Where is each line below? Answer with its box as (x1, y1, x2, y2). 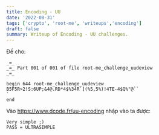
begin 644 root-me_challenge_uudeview (6, 81, 104, 87)
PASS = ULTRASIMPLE (6, 125, 56, 131)
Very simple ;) (6, 119, 45, 125)
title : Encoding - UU (6, 8, 61, 15)
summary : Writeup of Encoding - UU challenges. (6, 31, 129, 38)
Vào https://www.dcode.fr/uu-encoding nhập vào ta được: (6, 107, 151, 115)
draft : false (6, 25, 39, 32)
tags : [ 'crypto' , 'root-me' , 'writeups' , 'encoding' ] (6, 20, 142, 26)
